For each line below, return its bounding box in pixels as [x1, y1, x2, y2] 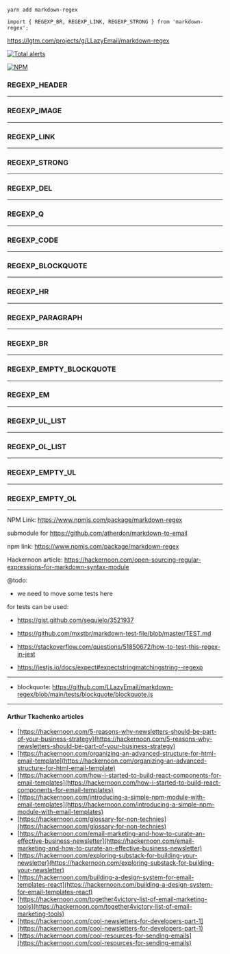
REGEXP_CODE [7, 235, 59, 245]
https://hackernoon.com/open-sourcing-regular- [64, 556, 202, 564]
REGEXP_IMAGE [7, 106, 62, 116]
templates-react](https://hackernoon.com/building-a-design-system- [16, 881, 214, 889]
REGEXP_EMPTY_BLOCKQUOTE [7, 364, 116, 374]
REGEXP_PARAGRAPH [7, 313, 83, 322]
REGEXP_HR [7, 287, 49, 296]
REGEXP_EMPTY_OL [7, 494, 77, 503]
